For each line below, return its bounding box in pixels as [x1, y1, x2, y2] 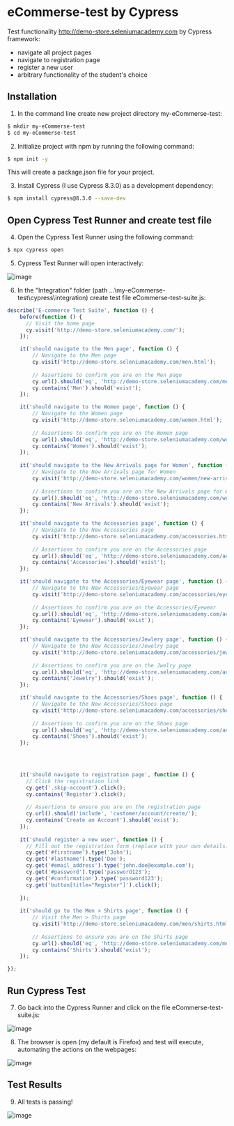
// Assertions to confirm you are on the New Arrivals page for [32, 488, 223, 495]
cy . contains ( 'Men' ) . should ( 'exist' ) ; [32, 385, 141, 392]
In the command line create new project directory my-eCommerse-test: [17, 109, 223, 117]
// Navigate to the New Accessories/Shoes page [32, 701, 173, 708]
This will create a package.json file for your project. [7, 168, 155, 177]
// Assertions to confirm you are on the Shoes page [32, 720, 189, 727]
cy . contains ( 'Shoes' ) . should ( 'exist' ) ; [32, 733, 148, 740]
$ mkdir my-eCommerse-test [7, 123, 86, 130]
